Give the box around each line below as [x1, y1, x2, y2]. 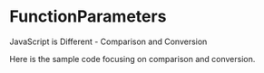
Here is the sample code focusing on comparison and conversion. [9, 53, 256, 64]
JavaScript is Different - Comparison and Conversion [9, 36, 208, 47]
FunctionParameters [9, 6, 167, 27]
